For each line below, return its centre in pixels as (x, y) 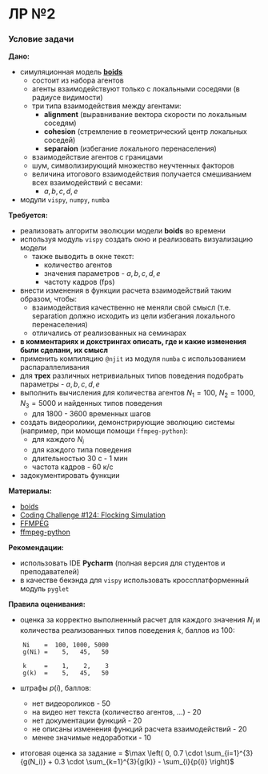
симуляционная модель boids (71, 72)
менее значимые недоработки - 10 (92, 737)
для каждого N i (58, 440)
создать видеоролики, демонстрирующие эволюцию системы (127, 423)
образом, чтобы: (48, 299)
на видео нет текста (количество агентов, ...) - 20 (116, 711)
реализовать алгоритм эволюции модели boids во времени (123, 231)
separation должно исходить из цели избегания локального (134, 316)
